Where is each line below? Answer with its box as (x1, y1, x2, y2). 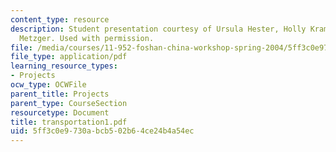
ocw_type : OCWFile (10, 80, 87, 90)
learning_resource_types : (10, 61, 118, 71)
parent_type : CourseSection (10, 98, 128, 108)
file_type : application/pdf (10, 52, 128, 62)
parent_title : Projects (10, 89, 110, 99)
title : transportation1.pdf (10, 117, 128, 127)
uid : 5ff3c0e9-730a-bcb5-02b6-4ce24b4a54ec (10, 126, 195, 136)
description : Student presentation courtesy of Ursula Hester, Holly (10, 24, 307, 34)
